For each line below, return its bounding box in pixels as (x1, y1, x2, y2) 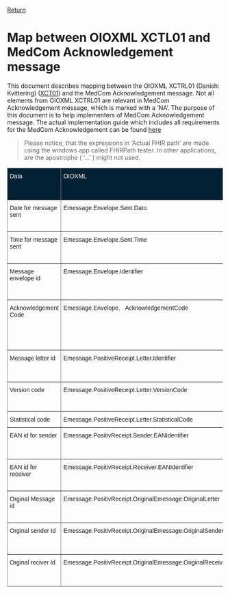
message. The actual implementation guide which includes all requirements (7, 118, 220, 126)
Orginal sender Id (10, 527, 56, 534)
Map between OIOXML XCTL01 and (7, 30, 211, 45)
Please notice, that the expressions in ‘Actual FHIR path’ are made (23, 139, 209, 147)
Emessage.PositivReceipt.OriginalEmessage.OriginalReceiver (63, 558, 228, 566)
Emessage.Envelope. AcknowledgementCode (63, 304, 189, 312)
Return (7, 6, 26, 14)
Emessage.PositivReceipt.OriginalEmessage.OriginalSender (63, 527, 224, 534)
